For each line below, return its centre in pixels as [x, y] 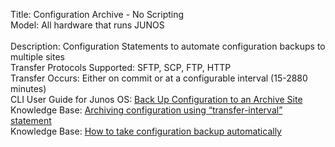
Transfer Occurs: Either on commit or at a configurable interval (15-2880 [159, 78]
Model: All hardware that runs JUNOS [87, 25]
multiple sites [37, 57]
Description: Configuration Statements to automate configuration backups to [168, 46]
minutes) [28, 88]
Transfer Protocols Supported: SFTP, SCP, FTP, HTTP [121, 67]
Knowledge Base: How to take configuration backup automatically [146, 131]
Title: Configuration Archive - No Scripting [97, 14]
